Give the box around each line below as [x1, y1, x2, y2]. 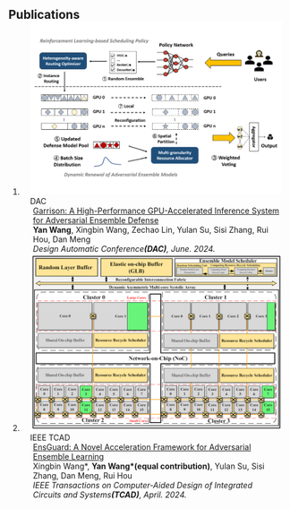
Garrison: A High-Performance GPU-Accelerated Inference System [32, 205, 279, 216]
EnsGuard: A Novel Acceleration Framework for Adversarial [32, 442, 252, 453]
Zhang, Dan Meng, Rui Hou [32, 470, 133, 481]
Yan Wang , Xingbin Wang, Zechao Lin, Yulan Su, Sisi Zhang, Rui [32, 224, 269, 235]
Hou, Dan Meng [32, 234, 91, 245]
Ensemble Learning [32, 452, 105, 462]
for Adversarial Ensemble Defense [32, 214, 159, 225]
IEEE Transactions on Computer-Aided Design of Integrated [32, 480, 252, 491]
